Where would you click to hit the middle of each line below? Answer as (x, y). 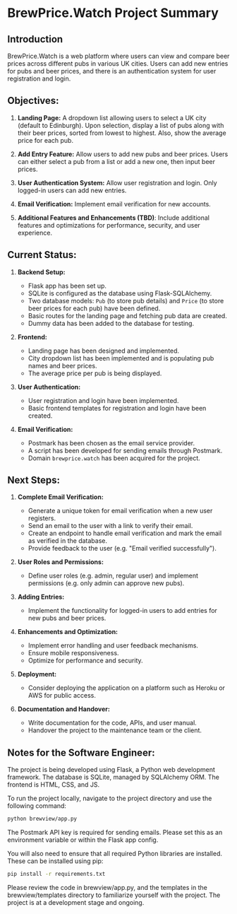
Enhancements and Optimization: (68, 632)
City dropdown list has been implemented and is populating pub (121, 358)
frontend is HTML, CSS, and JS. (54, 785)
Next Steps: (34, 480)
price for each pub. (45, 140)
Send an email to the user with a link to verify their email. (110, 526)
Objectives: (33, 101)
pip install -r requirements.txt (56, 874)
